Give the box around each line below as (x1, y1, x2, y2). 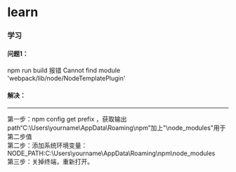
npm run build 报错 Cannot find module (7, 66, 121, 74)
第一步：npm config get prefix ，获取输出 (7, 114, 127, 123)
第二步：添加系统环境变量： (7, 141, 88, 150)
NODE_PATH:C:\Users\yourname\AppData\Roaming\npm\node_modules (7, 149, 216, 157)
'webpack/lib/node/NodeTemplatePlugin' (7, 74, 126, 83)
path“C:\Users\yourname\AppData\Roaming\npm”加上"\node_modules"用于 (7, 124, 226, 132)
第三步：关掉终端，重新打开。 (7, 157, 93, 166)
